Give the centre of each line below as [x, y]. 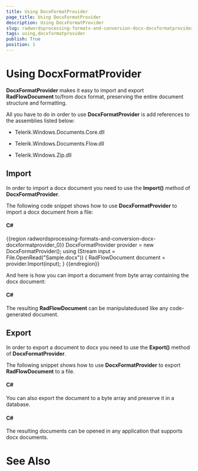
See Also [28, 461]
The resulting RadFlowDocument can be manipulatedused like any [87, 308]
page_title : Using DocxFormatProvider [54, 17]
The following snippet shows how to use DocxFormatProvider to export [93, 365]
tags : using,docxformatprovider [46, 34]
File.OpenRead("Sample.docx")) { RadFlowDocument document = [86, 257]
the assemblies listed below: [40, 120]
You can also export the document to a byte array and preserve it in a [90, 398]
